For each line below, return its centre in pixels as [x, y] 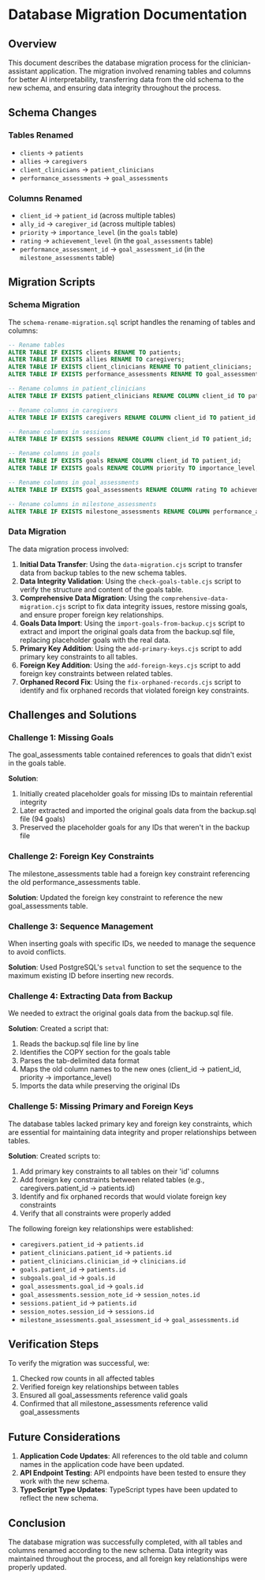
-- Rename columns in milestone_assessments [82, 504]
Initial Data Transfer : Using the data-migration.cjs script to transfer [131, 564]
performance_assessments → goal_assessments [94, 178]
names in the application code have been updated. [102, 1465]
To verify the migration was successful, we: [79, 1363]
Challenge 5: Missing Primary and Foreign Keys [101, 1106]
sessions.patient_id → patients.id [78, 1302]
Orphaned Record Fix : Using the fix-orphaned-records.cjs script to [130, 682]
